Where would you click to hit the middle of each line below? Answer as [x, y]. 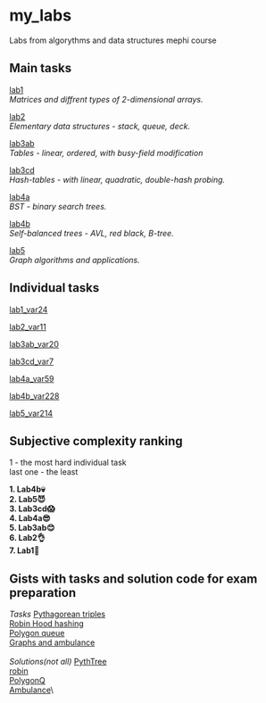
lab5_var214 [31, 413]
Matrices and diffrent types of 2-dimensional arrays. [106, 99]
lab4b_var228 [34, 396]
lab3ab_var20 [34, 343]
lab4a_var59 [32, 378]
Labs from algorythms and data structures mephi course [113, 40]
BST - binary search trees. [58, 206]
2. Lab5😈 [28, 500]
